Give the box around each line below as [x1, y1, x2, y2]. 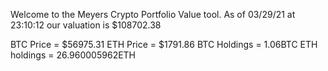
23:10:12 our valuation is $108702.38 [10, 19, 162, 31]
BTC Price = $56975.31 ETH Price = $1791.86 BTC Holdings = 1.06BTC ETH [10, 39, 318, 50]
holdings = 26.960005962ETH [10, 49, 137, 61]
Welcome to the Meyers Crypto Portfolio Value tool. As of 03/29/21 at [10, 9, 296, 20]
